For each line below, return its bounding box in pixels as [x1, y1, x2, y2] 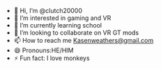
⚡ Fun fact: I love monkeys [13, 54, 90, 62]
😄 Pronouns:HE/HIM [13, 46, 75, 55]
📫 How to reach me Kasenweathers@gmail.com [13, 37, 154, 44]
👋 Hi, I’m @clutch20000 [13, 7, 82, 14]
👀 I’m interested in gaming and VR [13, 14, 112, 22]
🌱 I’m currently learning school [13, 21, 102, 29]
